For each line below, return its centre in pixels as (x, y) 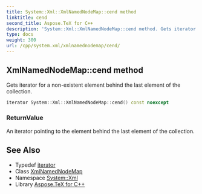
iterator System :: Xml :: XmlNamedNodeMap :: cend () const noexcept (88, 102)
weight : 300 (21, 40)
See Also (23, 150)
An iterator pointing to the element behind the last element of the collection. (100, 131)
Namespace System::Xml (47, 178)
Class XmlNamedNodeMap (49, 171)
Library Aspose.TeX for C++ (50, 184)
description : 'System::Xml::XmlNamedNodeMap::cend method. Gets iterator (101, 29)
